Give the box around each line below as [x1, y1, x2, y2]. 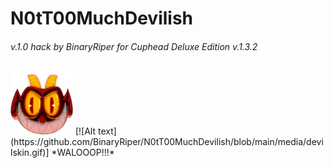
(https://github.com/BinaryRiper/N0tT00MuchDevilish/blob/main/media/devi [10, 136, 324, 148]
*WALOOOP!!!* [51, 147, 115, 159]
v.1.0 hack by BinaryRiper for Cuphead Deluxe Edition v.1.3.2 [10, 40, 258, 52]
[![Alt [74, 125, 97, 137]
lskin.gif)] [10, 147, 50, 159]
